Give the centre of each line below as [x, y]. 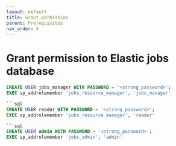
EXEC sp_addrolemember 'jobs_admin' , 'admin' [64, 137]
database [30, 71]
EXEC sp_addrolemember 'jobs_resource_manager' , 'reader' [80, 115]
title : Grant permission [37, 17]
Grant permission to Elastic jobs [88, 59]
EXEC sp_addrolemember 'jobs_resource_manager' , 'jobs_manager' [89, 93]
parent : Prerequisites [35, 23]
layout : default [27, 12]
